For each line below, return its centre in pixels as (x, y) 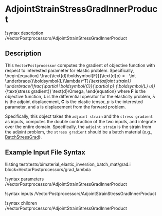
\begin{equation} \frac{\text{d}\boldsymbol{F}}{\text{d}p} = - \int (71, 76)
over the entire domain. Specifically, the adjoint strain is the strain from (78, 127)
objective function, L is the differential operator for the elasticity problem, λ (80, 96)
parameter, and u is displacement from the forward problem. (65, 107)
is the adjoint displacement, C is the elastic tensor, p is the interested (74, 102)
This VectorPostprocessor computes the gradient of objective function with (80, 65)
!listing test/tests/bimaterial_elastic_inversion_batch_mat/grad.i (68, 164)
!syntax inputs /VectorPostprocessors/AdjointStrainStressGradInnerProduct (81, 194)
